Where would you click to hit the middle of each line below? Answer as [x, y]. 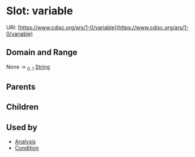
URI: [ [13, 27]
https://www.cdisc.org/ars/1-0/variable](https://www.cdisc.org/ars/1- [104, 27]
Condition [27, 148]
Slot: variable [40, 11]
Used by [22, 127]
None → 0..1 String [28, 67]
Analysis [25, 142]
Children [22, 107]
